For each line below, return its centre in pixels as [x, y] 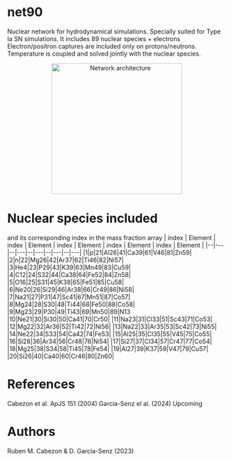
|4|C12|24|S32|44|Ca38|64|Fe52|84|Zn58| [69, 274]
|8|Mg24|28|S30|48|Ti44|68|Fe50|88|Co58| [71, 304]
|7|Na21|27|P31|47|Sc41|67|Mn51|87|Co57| [69, 297]
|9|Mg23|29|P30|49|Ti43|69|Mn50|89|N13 [69, 311]
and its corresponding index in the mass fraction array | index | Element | [111, 237]
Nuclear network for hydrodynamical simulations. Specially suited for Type [114, 31]
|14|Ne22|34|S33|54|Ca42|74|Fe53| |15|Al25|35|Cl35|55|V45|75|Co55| [110, 334]
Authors [31, 432]
